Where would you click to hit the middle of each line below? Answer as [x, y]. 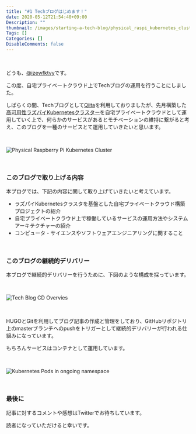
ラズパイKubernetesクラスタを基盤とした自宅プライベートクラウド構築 [100, 204]
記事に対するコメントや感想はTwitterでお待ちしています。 [75, 412]
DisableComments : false [35, 44]
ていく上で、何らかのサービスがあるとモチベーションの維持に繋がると [100, 119]
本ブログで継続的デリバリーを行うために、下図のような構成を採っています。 [98, 275]
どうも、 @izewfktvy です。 [38, 73]
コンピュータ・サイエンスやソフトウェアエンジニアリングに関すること [99, 233]
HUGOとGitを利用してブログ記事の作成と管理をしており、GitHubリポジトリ [97, 321]
